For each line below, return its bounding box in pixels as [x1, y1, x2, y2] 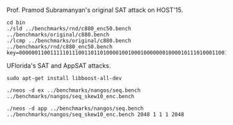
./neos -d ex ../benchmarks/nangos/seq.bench [6, 87, 140, 94]
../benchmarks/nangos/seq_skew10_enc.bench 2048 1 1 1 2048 [6, 111, 185, 118]
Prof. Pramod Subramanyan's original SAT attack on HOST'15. [6, 6, 184, 14]
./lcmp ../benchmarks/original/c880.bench [6, 37, 131, 44]
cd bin [6, 19, 26, 26]
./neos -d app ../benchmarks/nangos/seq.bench [6, 105, 144, 112]
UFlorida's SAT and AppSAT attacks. [6, 61, 111, 70]
